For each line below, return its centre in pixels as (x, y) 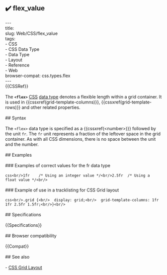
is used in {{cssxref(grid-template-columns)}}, (53, 102)
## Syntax (16, 118)
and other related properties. (51, 107)
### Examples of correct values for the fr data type (58, 165)
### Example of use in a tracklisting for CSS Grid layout (62, 190)
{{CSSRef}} (17, 86)
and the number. (22, 144)
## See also (17, 257)
